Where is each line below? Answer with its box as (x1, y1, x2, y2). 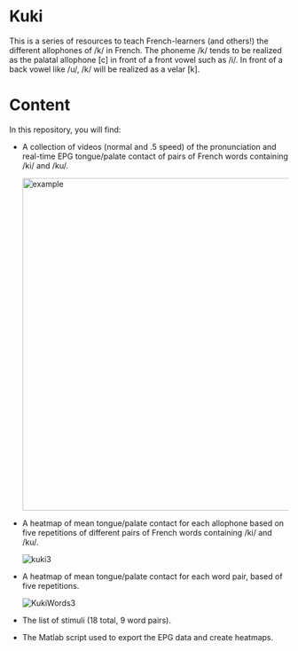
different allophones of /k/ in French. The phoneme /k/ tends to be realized (9, 44, 282, 55)
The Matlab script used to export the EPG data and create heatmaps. (21, 631, 274, 642)
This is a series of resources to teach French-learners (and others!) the (9, 35, 269, 46)
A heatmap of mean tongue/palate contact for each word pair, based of (21, 570, 283, 582)
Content (9, 95, 71, 115)
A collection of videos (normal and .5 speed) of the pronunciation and (21, 141, 277, 152)
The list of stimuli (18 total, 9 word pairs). (21, 615, 171, 625)
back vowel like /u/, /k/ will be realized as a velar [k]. (9, 64, 200, 75)
